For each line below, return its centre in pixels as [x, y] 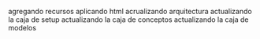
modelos [22, 28]
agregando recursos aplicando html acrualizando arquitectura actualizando [130, 11]
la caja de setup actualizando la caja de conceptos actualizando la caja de [128, 19]
